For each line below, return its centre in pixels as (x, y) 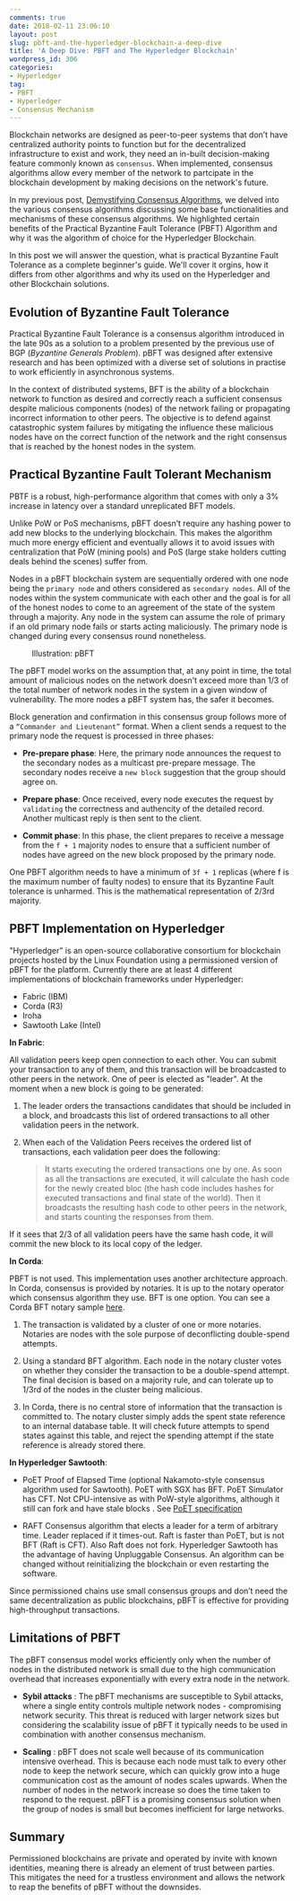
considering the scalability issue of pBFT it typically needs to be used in (155, 1724)
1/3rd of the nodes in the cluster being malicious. (112, 1389)
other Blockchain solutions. (60, 284)
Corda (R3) (43, 1006)
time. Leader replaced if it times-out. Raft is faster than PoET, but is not (153, 1535)
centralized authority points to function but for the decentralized (128, 144)
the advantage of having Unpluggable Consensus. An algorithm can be (153, 1554)
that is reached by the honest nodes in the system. (103, 447)
